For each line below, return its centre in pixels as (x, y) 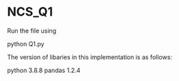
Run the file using (32, 31)
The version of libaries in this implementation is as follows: (90, 57)
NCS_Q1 (30, 12)
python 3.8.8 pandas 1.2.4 (44, 70)
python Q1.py (26, 44)
